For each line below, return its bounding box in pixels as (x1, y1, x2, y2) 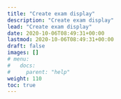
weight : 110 (7, 75, 42, 82)
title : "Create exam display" (7, 10, 96, 17)
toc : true (7, 82, 36, 89)
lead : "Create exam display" (7, 23, 92, 30)
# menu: (7, 56, 30, 63)
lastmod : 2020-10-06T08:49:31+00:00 (7, 36, 114, 43)
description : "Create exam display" (7, 17, 114, 24)
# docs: (7, 62, 36, 69)
